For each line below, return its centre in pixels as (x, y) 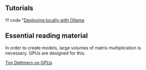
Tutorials (19, 8)
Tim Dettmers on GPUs (29, 63)
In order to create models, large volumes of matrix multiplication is (73, 48)
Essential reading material (47, 36)
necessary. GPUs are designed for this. (45, 53)
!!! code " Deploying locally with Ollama (45, 20)
